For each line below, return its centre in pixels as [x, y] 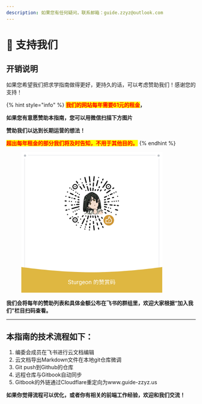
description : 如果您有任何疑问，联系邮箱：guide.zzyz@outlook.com [85, 13]
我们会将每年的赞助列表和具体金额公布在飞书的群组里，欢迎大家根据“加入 [97, 303]
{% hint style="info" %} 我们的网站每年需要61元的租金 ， [76, 104]
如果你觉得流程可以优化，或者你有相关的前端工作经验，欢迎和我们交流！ [96, 395]
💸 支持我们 [32, 45]
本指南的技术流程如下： [50, 337]
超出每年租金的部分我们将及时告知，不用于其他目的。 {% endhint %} [91, 143]
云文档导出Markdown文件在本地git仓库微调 [68, 360]
